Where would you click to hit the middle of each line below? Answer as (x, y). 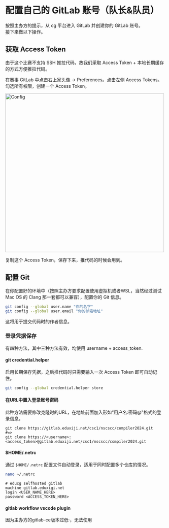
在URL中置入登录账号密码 (32, 400)
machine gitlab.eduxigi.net (35, 488)
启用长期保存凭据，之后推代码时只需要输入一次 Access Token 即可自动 (79, 372)
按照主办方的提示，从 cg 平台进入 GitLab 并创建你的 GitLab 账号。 (74, 25)
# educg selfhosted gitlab (34, 483)
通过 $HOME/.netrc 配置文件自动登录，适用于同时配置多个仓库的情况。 (78, 465)
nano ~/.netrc (20, 474)
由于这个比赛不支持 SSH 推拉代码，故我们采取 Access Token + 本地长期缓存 (84, 62)
